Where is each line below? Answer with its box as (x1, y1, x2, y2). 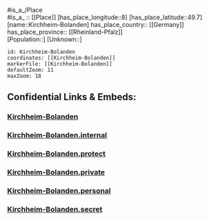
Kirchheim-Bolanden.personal (7, 186, 112, 195)
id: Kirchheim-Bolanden (7, 48, 76, 55)
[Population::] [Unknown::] (7, 35, 83, 43)
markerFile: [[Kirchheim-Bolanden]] (7, 61, 112, 68)
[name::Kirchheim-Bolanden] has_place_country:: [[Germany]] (7, 21, 184, 28)
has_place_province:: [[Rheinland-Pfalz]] (7, 28, 123, 36)
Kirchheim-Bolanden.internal (7, 130, 108, 140)
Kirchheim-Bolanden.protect (7, 149, 106, 159)
